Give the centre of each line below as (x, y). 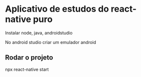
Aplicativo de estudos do (57, 9)
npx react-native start (27, 69)
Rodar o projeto (29, 58)
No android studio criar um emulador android (51, 42)
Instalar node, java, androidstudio (39, 33)
